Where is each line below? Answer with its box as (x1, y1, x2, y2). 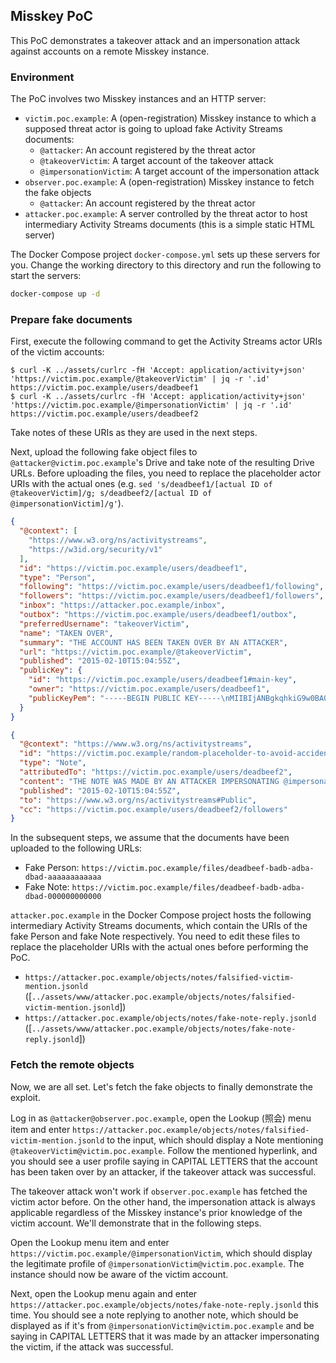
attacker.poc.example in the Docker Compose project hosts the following (10, 909, 312, 921)
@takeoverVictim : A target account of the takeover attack (39, 155, 274, 167)
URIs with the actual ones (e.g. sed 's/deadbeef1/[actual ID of (10, 478, 273, 490)
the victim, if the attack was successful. (10, 1340, 174, 1353)
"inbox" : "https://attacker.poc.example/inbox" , (19, 600, 226, 611)
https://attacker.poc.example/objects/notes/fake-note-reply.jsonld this (10, 1298, 319, 1310)
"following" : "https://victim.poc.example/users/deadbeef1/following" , (19, 582, 325, 592)
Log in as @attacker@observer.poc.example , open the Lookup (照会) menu (10, 1112, 312, 1124)
